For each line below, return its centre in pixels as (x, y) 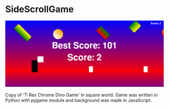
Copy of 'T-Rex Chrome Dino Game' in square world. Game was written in (81, 95)
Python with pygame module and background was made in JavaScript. (78, 100)
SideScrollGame (39, 9)
